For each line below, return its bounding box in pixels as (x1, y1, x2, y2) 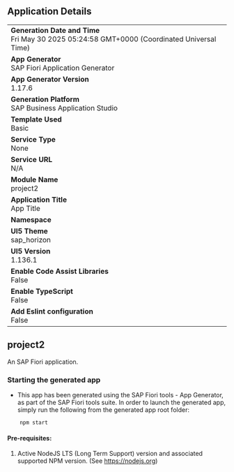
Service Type (10, 134, 56, 144)
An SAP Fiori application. (7, 357, 79, 366)
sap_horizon (10, 235, 51, 244)
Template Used (10, 115, 63, 124)
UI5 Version (10, 246, 51, 256)
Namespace (10, 214, 52, 224)
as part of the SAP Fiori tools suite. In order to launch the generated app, (17, 398, 226, 406)
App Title (10, 203, 40, 213)
